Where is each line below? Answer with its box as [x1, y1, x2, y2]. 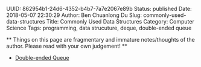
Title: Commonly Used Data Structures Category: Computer [46, 18, 194, 25]
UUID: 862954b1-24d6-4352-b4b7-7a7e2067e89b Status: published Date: [6, 5, 192, 12]
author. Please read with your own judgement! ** [6, 42, 128, 49]
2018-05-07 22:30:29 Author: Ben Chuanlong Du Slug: [6, 11, 142, 19]
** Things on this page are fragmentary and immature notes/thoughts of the [6, 36, 195, 43]
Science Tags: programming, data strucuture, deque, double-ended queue [6, 24, 192, 31]
